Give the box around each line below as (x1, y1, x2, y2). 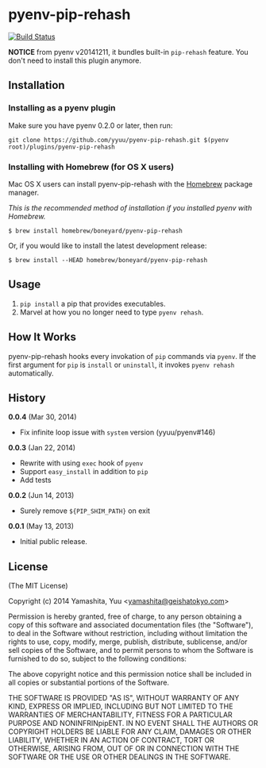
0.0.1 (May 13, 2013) (8, 522, 74, 531)
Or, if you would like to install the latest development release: (8, 241, 207, 250)
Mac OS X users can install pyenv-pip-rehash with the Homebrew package (8, 179, 253, 188)
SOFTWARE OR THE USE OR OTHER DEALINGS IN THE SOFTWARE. (8, 752, 231, 762)
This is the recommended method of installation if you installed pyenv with (8, 203, 253, 212)
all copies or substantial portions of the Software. (8, 677, 169, 688)
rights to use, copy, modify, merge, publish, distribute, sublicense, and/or (8, 637, 248, 646)
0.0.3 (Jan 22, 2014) (8, 443, 76, 453)
